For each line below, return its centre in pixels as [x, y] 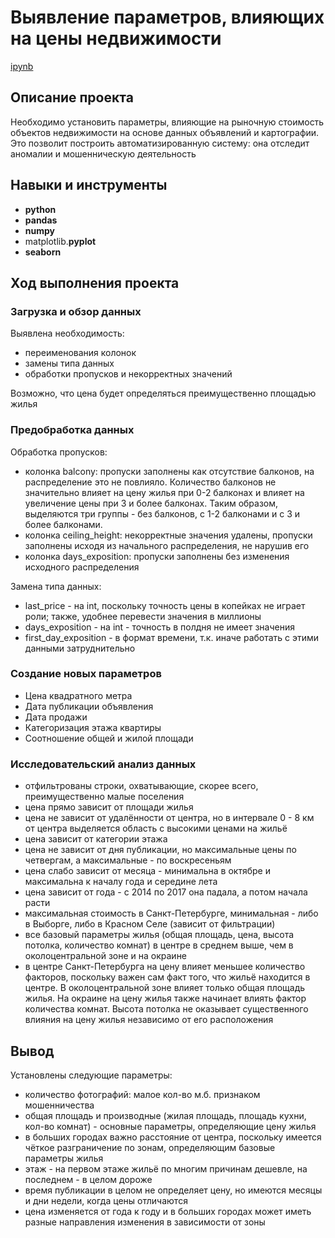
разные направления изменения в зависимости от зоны [145, 1222]
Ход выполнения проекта [95, 282]
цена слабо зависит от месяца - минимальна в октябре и [147, 871]
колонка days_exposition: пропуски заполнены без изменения [157, 556]
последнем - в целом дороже [88, 1179]
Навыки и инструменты [89, 185]
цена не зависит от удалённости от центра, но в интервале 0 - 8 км [169, 818]
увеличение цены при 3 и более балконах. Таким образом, [151, 503]
